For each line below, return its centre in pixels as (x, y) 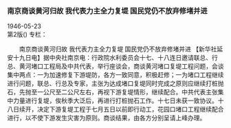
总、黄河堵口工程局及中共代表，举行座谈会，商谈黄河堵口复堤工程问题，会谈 (115, 66)
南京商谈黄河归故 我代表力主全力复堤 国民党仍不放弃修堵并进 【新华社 (118, 49)
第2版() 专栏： (27, 34)
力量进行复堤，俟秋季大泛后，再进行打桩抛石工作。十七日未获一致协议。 (115, 100)
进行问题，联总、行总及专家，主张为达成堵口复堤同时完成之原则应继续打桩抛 (115, 83)
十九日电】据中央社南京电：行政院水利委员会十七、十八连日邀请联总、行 (115, 58)
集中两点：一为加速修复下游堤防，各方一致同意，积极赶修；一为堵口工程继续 (115, 75)
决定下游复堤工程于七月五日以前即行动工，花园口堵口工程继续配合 (130, 109)
